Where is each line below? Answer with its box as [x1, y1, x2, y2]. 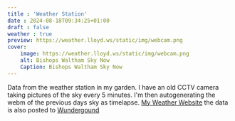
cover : [7, 43, 27, 51]
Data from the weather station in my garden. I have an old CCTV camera [7, 83, 219, 91]
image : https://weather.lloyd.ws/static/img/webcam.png [20, 51, 190, 58]
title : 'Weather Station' [7, 10, 88, 18]
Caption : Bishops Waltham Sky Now [20, 63, 122, 70]
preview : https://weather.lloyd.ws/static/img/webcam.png [7, 37, 183, 44]
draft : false [7, 23, 50, 31]
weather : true [7, 30, 53, 38]
